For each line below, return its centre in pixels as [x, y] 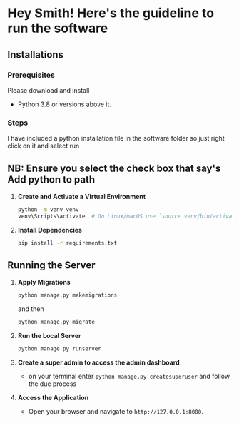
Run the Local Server [49, 336]
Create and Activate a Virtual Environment [82, 196]
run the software [58, 28]
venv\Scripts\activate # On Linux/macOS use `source [99, 216]
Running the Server [51, 265]
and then [31, 309]
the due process [52, 384]
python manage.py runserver [59, 349]
